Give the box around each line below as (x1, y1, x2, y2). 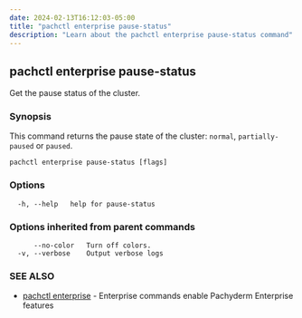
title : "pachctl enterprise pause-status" (9, 22, 172, 31)
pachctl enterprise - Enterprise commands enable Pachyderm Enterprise (22, 291, 294, 302)
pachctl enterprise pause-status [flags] (9, 158, 168, 168)
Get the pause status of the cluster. (9, 88, 141, 99)
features (22, 300, 54, 311)
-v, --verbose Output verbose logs (17, 249, 165, 258)
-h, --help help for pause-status (17, 199, 156, 208)
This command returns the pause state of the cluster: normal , (9, 130, 237, 141)
